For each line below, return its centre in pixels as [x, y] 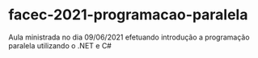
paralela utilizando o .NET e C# [60, 45]
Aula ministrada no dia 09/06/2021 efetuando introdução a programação [129, 37]
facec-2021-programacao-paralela [128, 15]
